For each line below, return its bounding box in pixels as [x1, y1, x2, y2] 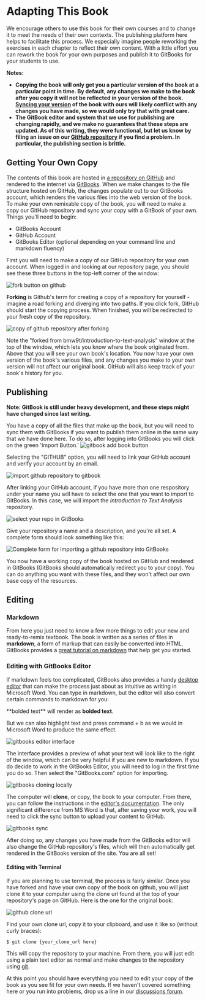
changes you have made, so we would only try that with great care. [15, 107, 190, 114]
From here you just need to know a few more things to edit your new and [6, 627, 190, 634]
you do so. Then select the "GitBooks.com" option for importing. [6, 769, 169, 776]
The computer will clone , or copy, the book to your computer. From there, [6, 793, 192, 800]
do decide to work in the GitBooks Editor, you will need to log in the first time [6, 763, 199, 770]
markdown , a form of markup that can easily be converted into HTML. [6, 640, 184, 647]
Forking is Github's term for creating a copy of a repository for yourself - [6, 293, 190, 300]
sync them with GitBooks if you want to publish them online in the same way [6, 428, 199, 435]
